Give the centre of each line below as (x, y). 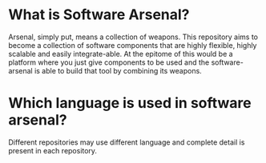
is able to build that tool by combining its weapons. (118, 70)
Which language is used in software (130, 103)
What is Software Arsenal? (99, 15)
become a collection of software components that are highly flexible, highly (133, 45)
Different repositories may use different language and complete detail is (127, 142)
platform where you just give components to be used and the (109, 62)
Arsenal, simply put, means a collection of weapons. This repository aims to (133, 37)
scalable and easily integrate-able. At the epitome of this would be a (121, 54)
